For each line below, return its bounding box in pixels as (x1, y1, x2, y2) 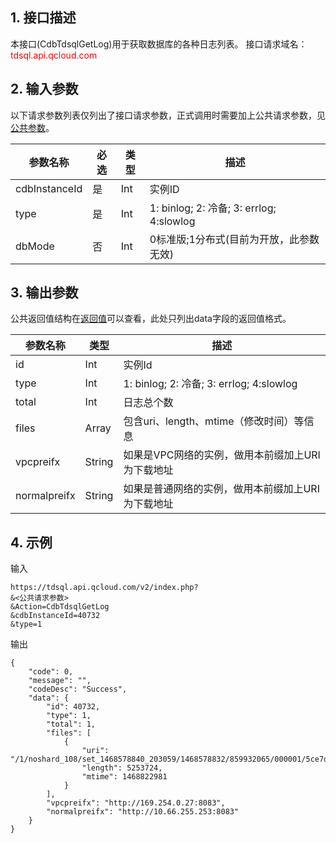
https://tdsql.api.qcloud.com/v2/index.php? (10, 583, 199, 593)
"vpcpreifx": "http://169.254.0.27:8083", (46, 798, 226, 808)
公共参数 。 (10, 121, 55, 133)
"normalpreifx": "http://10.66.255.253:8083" (46, 807, 240, 817)
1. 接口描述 (10, 9, 77, 27)
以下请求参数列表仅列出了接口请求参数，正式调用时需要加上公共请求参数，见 (10, 109, 326, 121)
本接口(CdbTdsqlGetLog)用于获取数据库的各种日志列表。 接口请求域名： (10, 38, 308, 50)
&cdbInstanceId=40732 (10, 611, 101, 621)
